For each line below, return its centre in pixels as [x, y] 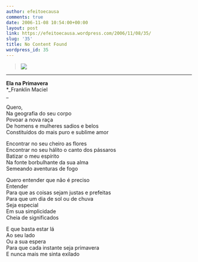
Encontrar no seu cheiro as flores [47, 143]
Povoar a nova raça [30, 120]
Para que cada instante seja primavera [53, 247]
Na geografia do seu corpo [39, 113]
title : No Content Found [37, 45]
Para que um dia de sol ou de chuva [50, 198]
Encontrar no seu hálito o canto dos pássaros [61, 150]
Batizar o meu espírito [33, 156]
